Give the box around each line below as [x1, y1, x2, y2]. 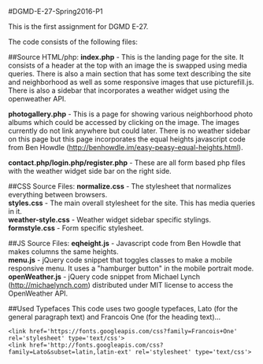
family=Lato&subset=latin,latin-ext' [8, 348, 132, 356]
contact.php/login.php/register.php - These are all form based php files [8, 158, 246, 167]
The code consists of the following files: [8, 37, 138, 46]
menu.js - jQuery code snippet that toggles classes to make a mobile [8, 256, 232, 264]
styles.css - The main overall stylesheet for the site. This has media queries [8, 198, 256, 208]
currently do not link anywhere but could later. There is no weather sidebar [8, 126, 250, 135]
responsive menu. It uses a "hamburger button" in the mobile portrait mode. [8, 263, 254, 273]
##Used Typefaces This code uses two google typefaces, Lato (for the [8, 304, 239, 313]
